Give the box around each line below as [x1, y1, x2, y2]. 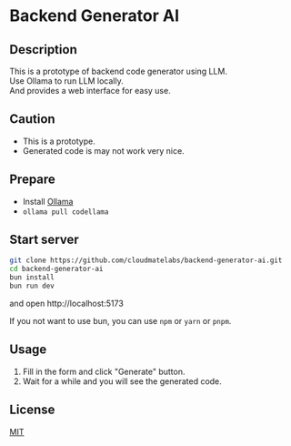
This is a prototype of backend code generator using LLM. [9, 66, 227, 76]
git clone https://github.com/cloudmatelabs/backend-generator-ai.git [9, 256, 283, 265]
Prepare [9, 172, 56, 188]
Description [9, 42, 77, 57]
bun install [9, 273, 55, 282]
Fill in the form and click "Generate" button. [22, 366, 186, 377]
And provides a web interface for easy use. [9, 86, 171, 96]
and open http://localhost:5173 [9, 298, 125, 309]
